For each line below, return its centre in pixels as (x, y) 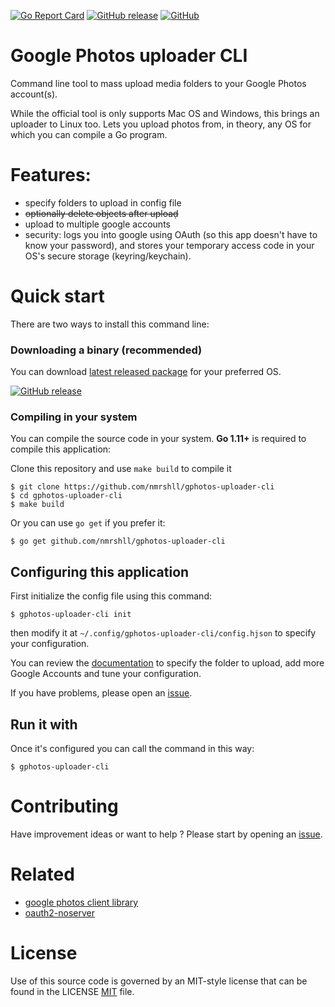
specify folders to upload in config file (103, 202)
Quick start (57, 296)
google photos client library (81, 902)
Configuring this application (100, 571)
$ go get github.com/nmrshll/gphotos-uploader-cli (118, 541)
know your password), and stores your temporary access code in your (169, 245)
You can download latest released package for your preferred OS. (146, 372)
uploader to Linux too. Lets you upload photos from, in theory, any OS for (161, 124)
